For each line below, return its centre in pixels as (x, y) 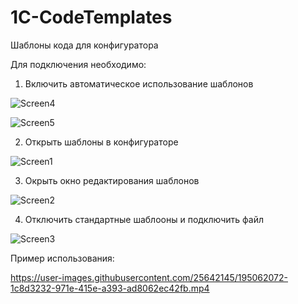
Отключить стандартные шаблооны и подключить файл (144, 219)
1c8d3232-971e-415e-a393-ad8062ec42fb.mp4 (110, 288)
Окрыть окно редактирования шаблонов (112, 180)
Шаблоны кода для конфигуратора (84, 45)
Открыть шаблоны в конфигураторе (101, 142)
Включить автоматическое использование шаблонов (139, 83)
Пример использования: (62, 258)
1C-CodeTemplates (91, 17)
